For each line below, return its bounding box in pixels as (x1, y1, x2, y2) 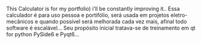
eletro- (171, 11, 188, 19)
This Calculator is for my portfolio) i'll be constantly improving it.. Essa (6, 5, 180, 12)
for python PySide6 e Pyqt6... (6, 31, 80, 38)
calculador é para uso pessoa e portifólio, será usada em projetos (6, 11, 170, 19)
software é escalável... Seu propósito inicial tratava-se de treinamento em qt (6, 24, 196, 31)
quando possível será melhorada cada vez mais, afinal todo (39, 18, 187, 25)
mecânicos (6, 18, 34, 25)
